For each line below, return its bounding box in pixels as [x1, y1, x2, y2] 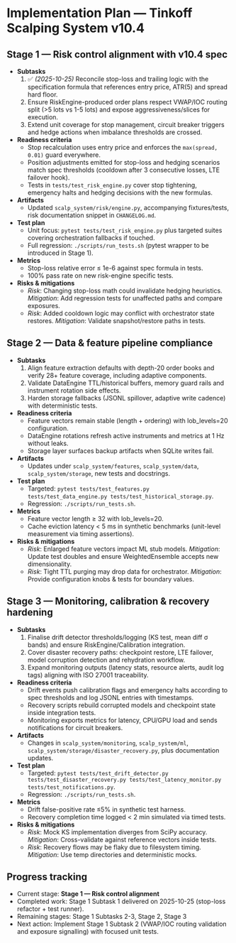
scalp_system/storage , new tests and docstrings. [27, 469, 171, 477]
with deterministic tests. [27, 401, 98, 410]
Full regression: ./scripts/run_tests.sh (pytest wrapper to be [27, 241, 210, 249]
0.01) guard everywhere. [27, 151, 101, 159]
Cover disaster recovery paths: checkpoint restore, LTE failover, [27, 648, 214, 656]
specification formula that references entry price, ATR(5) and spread [27, 83, 228, 91]
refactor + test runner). [16, 905, 84, 913]
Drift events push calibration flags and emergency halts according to [27, 685, 228, 694]
